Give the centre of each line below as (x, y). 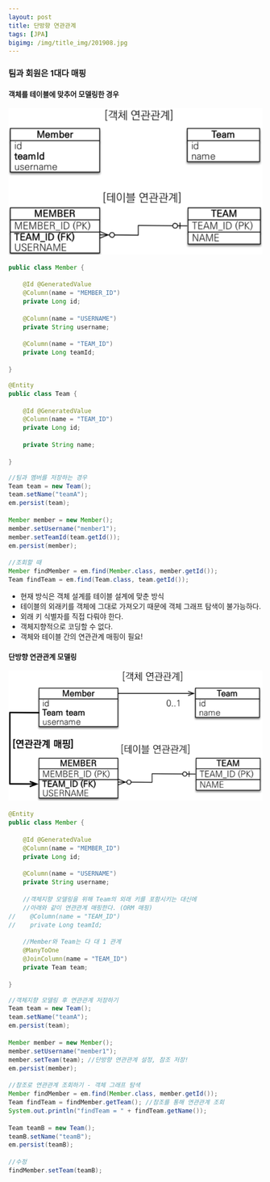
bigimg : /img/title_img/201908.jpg (68, 43)
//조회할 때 (25, 563)
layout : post (30, 17)
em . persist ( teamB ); (41, 1145)
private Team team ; (56, 967)
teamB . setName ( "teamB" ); (50, 1136)
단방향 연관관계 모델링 (43, 656)
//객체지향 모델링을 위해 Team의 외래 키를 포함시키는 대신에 (110, 899)
